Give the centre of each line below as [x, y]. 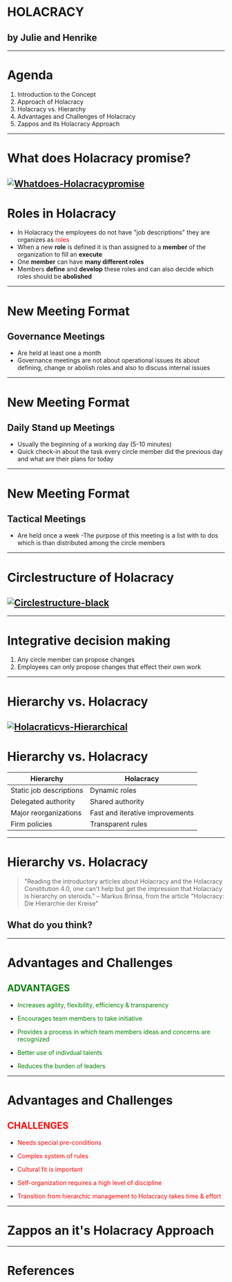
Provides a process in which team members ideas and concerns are [114, 1032]
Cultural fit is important [50, 1169]
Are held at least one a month [59, 353]
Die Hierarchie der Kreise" [61, 903]
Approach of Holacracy [50, 102]
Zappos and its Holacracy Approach [68, 123]
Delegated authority [43, 801]
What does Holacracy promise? [99, 158]
